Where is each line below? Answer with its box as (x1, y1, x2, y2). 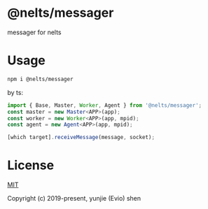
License (7, 157, 55, 173)
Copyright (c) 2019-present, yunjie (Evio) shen (7, 194, 141, 203)
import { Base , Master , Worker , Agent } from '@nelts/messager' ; (7, 101, 202, 109)
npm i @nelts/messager (7, 75, 74, 82)
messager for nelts (7, 28, 62, 36)
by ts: (7, 88, 23, 96)
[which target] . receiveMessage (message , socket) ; (7, 134, 155, 141)
